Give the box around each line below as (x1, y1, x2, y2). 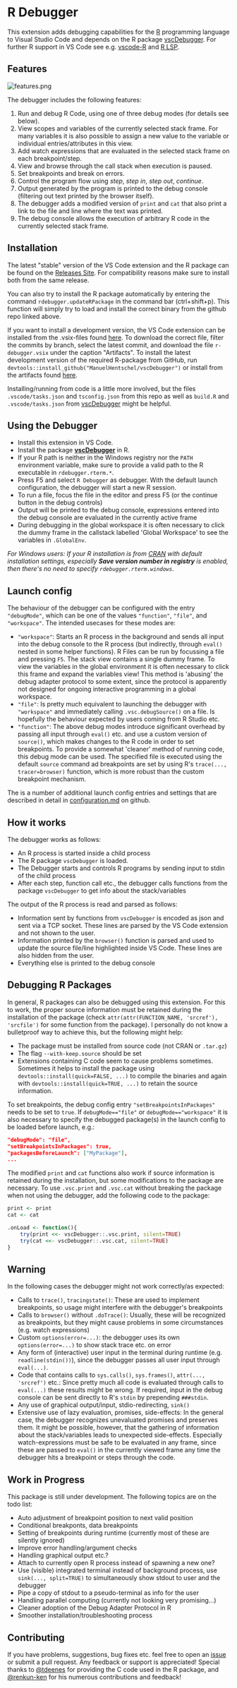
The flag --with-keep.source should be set (17, 1049, 142, 1057)
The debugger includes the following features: (7, 95, 142, 104)
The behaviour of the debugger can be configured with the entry (7, 604, 195, 613)
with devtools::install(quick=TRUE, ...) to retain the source (17, 1079, 198, 1087)
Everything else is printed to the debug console (17, 959, 155, 967)
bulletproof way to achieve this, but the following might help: (7, 1027, 183, 1036)
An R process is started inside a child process (17, 849, 151, 857)
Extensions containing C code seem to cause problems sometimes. (17, 1056, 214, 1065)
